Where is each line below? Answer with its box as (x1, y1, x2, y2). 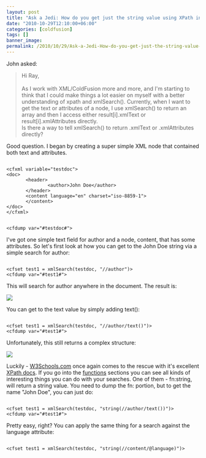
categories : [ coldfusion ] (6, 26, 72, 32)
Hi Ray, (21, 72, 40, 79)
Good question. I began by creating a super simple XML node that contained (6, 142, 199, 150)
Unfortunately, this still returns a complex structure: (6, 338, 136, 346)
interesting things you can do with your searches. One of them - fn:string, (6, 375, 193, 383)
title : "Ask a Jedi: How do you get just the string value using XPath (6, 15, 193, 21)
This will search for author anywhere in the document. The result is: (6, 282, 177, 289)
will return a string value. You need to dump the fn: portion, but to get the (6, 381, 191, 389)
